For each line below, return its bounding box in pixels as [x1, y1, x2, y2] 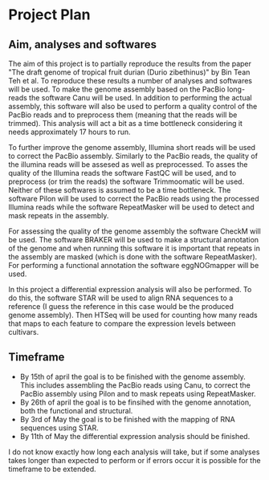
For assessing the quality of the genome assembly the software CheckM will [8, 226, 261, 236]
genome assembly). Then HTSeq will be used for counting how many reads [8, 311, 259, 319]
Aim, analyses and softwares [8, 38, 157, 51]
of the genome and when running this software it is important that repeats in [8, 243, 261, 253]
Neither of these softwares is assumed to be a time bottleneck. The [8, 185, 231, 194]
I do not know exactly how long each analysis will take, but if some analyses [8, 447, 260, 457]
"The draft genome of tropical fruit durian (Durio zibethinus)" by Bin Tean [8, 67, 251, 77]
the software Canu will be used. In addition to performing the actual [29, 93, 252, 102]
